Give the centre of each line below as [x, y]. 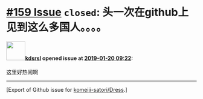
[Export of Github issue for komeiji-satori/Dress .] [67, 90]
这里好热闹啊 [22, 72]
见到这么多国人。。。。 [57, 27]
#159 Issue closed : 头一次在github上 [98, 12]
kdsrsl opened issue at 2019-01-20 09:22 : [79, 58]
